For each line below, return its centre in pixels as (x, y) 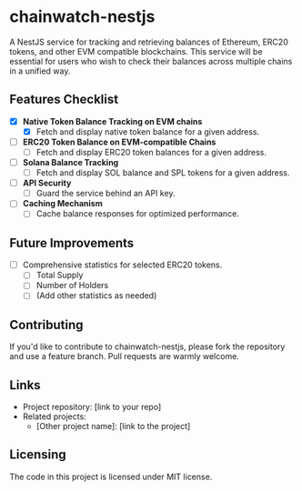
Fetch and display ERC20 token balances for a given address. (151, 152)
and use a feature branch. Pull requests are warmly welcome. (124, 356)
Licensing (38, 455)
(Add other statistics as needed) (96, 296)
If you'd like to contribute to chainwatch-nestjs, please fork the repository (147, 346)
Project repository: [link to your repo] (92, 407)
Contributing (46, 325)
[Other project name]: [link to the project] (113, 426)
